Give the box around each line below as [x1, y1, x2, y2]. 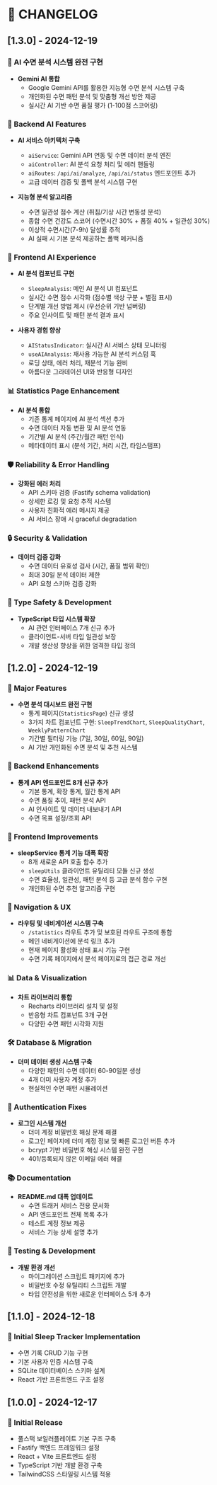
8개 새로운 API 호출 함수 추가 [28, 857, 108, 866]
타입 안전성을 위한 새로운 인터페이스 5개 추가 [28, 1290, 151, 1298]
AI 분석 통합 [17, 406, 51, 414]
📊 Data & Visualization [7, 973, 87, 983]
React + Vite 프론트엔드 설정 [17, 1452, 98, 1461]
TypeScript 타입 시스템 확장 [17, 614, 95, 623]
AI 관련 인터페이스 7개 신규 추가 [28, 623, 115, 632]
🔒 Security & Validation [7, 533, 88, 543]
